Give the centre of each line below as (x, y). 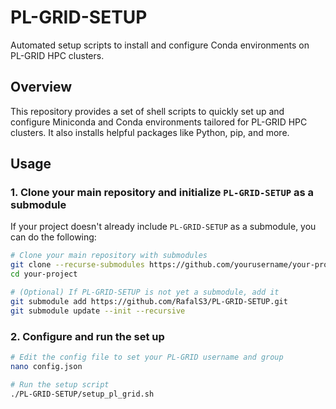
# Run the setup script (60, 384)
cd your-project (44, 274)
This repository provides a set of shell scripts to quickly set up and (147, 111)
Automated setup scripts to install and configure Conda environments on (160, 45)
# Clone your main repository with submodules (109, 256)
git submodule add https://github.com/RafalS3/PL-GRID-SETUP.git (149, 301)
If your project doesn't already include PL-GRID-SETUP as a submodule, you (163, 227)
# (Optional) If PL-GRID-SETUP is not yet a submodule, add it (145, 292)
